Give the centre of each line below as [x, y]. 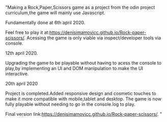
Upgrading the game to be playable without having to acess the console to [83, 63]
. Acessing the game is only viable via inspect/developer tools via [93, 38]
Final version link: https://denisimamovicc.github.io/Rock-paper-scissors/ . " [84, 114]
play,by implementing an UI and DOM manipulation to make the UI [74, 68]
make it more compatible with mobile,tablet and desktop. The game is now [83, 99]
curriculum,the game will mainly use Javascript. [55, 13]
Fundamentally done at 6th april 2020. [45, 23]
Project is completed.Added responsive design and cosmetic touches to [81, 93]
